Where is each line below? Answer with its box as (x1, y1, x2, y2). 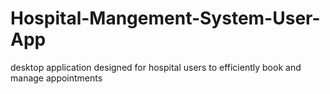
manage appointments (10, 72, 103, 84)
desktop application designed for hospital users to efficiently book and (10, 61, 302, 73)
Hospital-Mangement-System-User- (10, 7, 321, 30)
